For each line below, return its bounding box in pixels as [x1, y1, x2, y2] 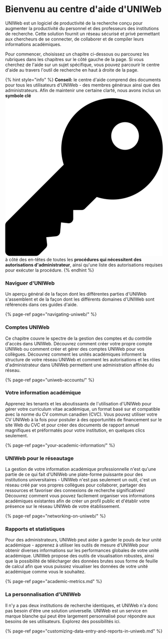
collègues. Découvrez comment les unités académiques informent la [5, 351, 146, 357]
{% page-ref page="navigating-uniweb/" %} [5, 311, 97, 317]
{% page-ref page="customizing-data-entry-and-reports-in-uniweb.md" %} [5, 628, 162, 634]
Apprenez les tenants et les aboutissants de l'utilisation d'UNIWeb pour [5, 400, 151, 406]
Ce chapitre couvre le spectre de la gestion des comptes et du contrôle [5, 335, 152, 341]
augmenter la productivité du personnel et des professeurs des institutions [5, 25, 159, 31]
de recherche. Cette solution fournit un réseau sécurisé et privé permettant [5, 31, 160, 37]
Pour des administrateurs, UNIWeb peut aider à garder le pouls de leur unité [5, 537, 161, 543]
